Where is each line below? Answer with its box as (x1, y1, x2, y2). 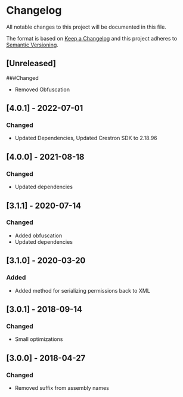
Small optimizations (14, 336, 63, 343)
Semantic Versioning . (6, 41, 58, 48)
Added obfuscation (14, 232, 63, 239)
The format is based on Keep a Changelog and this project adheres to (6, 35, 178, 42)
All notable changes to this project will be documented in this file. (6, 23, 167, 30)
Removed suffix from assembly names (14, 384, 109, 391)
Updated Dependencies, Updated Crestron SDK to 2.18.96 (14, 135, 158, 142)
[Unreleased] (6, 58, 57, 69)
